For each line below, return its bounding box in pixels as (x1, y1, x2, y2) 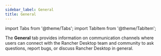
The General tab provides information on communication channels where (5, 35, 154, 41)
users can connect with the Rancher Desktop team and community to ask (5, 40, 154, 46)
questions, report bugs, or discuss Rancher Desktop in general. (5, 45, 134, 51)
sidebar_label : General (5, 7, 54, 12)
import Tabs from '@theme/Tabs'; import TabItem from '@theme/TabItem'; (5, 25, 157, 31)
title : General (5, 12, 36, 17)
